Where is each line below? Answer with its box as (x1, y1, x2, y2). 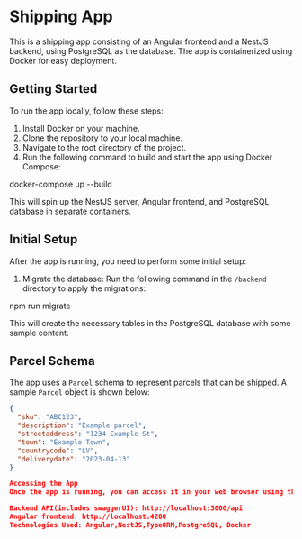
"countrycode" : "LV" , (17, 446, 99, 455)
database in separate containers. (9, 206, 132, 216)
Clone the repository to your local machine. (22, 132, 182, 143)
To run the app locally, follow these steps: (9, 105, 164, 116)
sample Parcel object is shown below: (9, 387, 150, 397)
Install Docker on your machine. (22, 123, 141, 133)
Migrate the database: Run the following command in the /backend (22, 273, 267, 284)
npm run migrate (9, 300, 71, 311)
